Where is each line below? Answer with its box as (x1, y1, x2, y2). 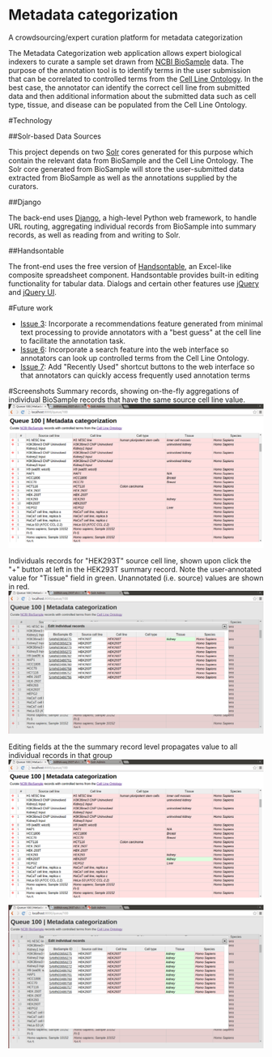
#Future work (8, 302, 53, 313)
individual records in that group (8, 750, 113, 760)
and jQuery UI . (8, 287, 57, 297)
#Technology (8, 115, 53, 125)
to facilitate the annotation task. (19, 336, 126, 345)
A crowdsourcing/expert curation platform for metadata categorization (8, 32, 243, 42)
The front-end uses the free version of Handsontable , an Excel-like (8, 261, 232, 271)
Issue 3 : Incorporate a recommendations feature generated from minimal (19, 319, 263, 328)
